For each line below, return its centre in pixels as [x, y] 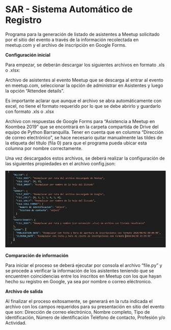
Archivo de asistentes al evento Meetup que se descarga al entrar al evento [84, 80]
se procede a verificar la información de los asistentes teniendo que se [80, 271]
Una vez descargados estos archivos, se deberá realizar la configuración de [85, 158]
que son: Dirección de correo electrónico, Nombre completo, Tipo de [78, 312]
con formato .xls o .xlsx [30, 111]
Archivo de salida [24, 291]
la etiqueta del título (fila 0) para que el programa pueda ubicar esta [76, 143]
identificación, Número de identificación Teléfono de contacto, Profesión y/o [85, 317]
